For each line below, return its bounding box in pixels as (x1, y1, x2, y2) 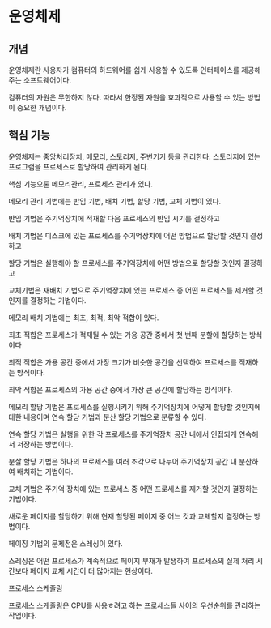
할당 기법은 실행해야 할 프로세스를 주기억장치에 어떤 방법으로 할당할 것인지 (8, 258, 242, 267)
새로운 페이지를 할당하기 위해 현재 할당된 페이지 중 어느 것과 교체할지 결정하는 (8, 511, 252, 521)
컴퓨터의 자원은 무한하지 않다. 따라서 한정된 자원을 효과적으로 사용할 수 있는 (8, 92, 246, 102)
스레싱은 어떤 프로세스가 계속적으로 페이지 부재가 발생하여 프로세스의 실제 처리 (8, 556, 255, 566)
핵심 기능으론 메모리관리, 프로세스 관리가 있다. (8, 179, 154, 189)
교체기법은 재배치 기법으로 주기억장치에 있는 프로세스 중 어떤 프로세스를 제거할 (8, 285, 255, 295)
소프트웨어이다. (23, 75, 71, 85)
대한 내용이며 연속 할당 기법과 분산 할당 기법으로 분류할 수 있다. (8, 412, 207, 421)
